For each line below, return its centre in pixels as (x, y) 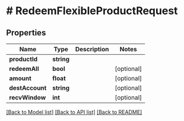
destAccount (28, 88)
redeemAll (24, 69)
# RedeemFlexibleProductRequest (92, 11)
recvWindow (28, 97)
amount (20, 78)
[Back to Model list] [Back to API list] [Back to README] (74, 112)
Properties (26, 33)
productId (23, 59)
